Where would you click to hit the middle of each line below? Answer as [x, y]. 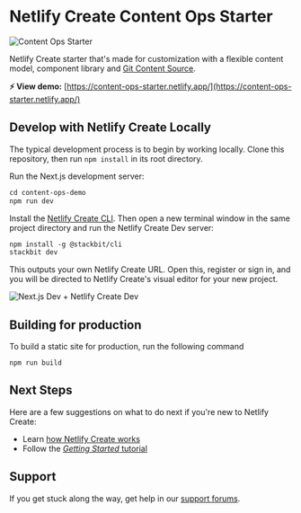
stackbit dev [34, 252]
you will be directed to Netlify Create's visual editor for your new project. [144, 279]
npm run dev [31, 201]
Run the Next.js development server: [77, 176]
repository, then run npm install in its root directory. [106, 158]
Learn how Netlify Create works [81, 438]
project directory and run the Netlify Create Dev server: [111, 227]
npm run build [36, 363]
